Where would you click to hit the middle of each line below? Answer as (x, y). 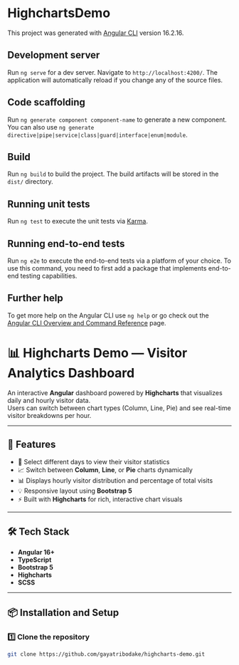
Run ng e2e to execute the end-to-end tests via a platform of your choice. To (119, 261)
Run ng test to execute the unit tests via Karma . (78, 221)
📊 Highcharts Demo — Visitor (97, 353)
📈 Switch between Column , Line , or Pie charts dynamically (105, 470)
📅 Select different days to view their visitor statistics (94, 461)
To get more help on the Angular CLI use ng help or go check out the (108, 315)
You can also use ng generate (51, 127)
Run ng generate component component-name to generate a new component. (117, 120)
